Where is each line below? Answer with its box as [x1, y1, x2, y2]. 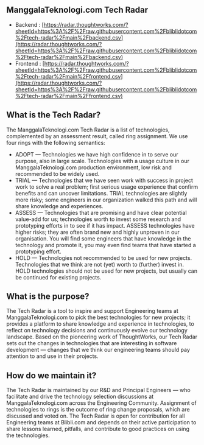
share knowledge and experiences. [15, 202, 104, 209]
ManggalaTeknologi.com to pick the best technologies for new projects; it [6, 314, 191, 321]
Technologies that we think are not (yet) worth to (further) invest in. [15, 261, 185, 268]
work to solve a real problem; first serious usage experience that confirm [15, 183, 199, 191]
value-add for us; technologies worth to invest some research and [15, 215, 181, 223]
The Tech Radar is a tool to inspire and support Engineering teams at [6, 307, 178, 315]
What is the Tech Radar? [6, 110, 101, 121]
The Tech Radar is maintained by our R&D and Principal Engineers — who [6, 387, 191, 394]
